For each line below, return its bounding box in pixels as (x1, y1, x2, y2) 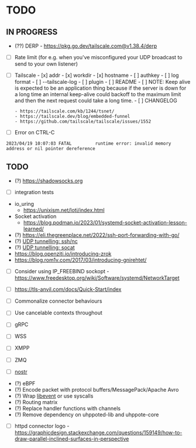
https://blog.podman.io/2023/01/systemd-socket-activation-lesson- (23, 219, 187, 226)
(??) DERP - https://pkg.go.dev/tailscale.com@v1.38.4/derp (14, 42, 157, 49)
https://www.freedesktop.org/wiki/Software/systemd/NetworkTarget (14, 274, 180, 281)
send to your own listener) (14, 60, 78, 67)
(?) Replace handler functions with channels (14, 405, 121, 412)
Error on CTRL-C (14, 129, 55, 136)
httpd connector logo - (14, 422, 70, 429)
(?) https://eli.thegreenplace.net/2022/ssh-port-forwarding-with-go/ (14, 232, 180, 239)
